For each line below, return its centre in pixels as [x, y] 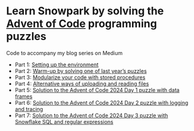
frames [24, 96]
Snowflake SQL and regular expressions [64, 121]
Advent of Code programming [81, 24]
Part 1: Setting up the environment [56, 65]
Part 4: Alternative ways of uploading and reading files [82, 83]
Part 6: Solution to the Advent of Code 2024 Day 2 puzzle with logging [101, 102]
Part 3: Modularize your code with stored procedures [80, 77]
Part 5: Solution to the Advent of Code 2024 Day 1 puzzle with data [97, 90]
